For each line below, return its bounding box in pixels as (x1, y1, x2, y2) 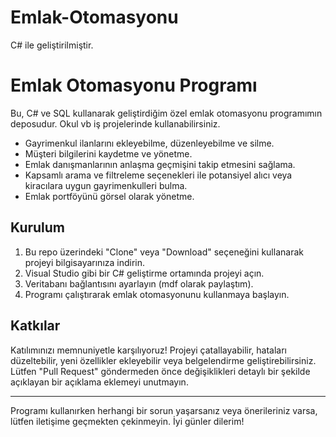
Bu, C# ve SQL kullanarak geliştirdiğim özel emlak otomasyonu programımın (10, 107, 323, 119)
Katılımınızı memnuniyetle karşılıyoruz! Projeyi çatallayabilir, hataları (10, 344, 287, 356)
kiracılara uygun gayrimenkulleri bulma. (24, 179, 188, 191)
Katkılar (10, 317, 61, 335)
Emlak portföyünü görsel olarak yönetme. (24, 190, 195, 202)
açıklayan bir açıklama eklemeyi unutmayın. (10, 376, 189, 388)
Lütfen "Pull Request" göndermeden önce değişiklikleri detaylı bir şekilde (10, 365, 311, 377)
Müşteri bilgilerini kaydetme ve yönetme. (24, 147, 193, 160)
